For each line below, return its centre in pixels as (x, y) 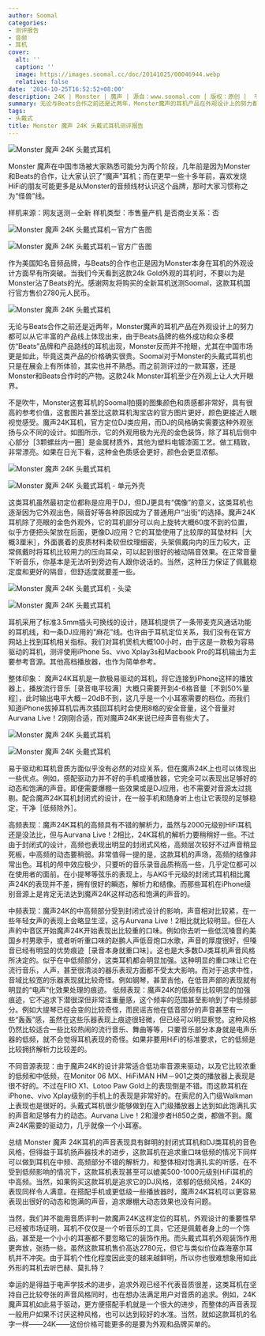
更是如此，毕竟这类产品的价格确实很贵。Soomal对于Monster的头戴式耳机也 (131, 356)
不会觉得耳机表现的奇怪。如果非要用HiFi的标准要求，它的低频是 (153, 1039)
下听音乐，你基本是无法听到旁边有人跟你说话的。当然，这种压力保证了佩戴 (129, 562)
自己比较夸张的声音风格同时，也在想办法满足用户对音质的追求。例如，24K (135, 1294)
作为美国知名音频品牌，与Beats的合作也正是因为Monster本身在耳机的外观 (127, 263)
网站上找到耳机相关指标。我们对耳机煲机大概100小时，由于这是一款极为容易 (131, 642)
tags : (17, 112)
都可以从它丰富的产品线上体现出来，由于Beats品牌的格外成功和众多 (118, 336)
